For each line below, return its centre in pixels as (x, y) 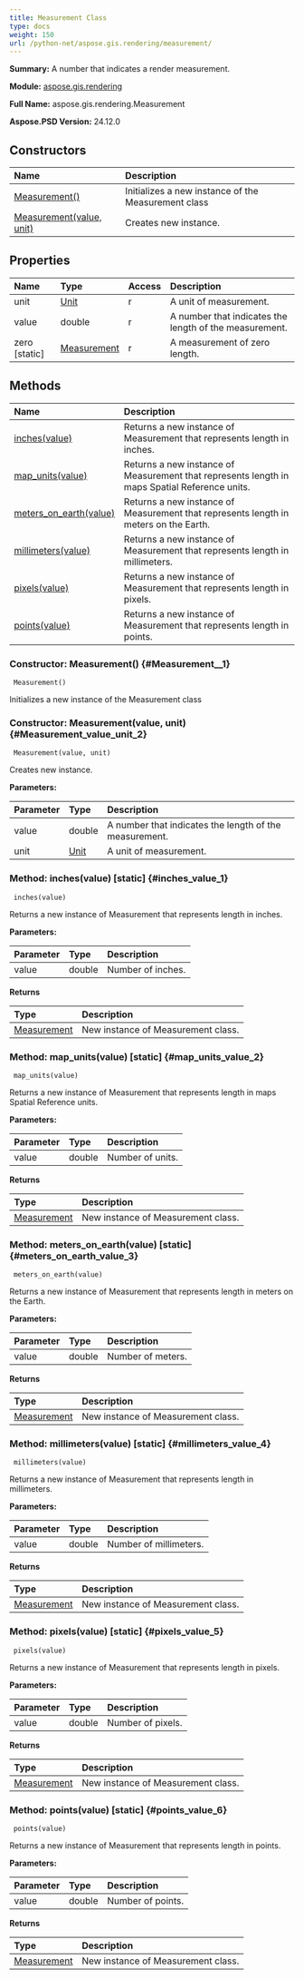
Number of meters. (147, 1357)
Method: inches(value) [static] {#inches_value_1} (119, 878)
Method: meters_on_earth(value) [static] (100, 1244)
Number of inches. (147, 969)
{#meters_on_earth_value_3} (74, 1256)
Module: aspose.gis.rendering (66, 86)
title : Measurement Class (58, 18)
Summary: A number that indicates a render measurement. (120, 69)
